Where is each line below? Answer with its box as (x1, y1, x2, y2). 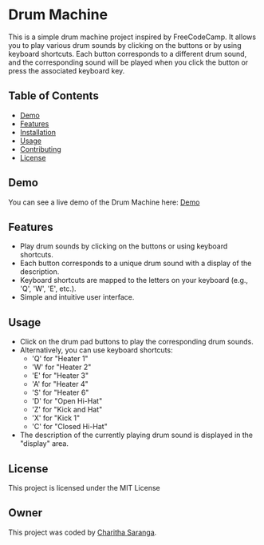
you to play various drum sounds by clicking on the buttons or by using (8, 40, 242, 50)
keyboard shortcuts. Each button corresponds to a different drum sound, (8, 49, 247, 58)
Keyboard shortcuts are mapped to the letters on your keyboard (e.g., (19, 276, 249, 285)
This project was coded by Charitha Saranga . (8, 527, 157, 537)
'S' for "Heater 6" (31, 388, 89, 397)
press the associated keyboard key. (8, 66, 125, 75)
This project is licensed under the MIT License (8, 483, 161, 492)
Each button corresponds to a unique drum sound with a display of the (19, 258, 252, 269)
